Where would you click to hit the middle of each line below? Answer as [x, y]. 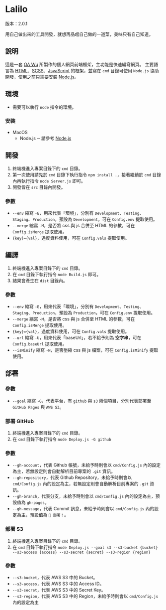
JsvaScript [59, 70]
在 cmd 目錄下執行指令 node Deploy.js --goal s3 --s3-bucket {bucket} [85, 547]
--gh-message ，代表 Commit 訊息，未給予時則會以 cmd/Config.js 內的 [83, 509]
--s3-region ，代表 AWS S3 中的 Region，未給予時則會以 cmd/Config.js [85, 596]
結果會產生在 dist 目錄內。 [40, 281]
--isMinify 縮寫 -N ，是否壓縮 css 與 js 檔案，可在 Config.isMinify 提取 [85, 350]
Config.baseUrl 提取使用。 [40, 344]
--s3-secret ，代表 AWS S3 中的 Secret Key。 [59, 590]
